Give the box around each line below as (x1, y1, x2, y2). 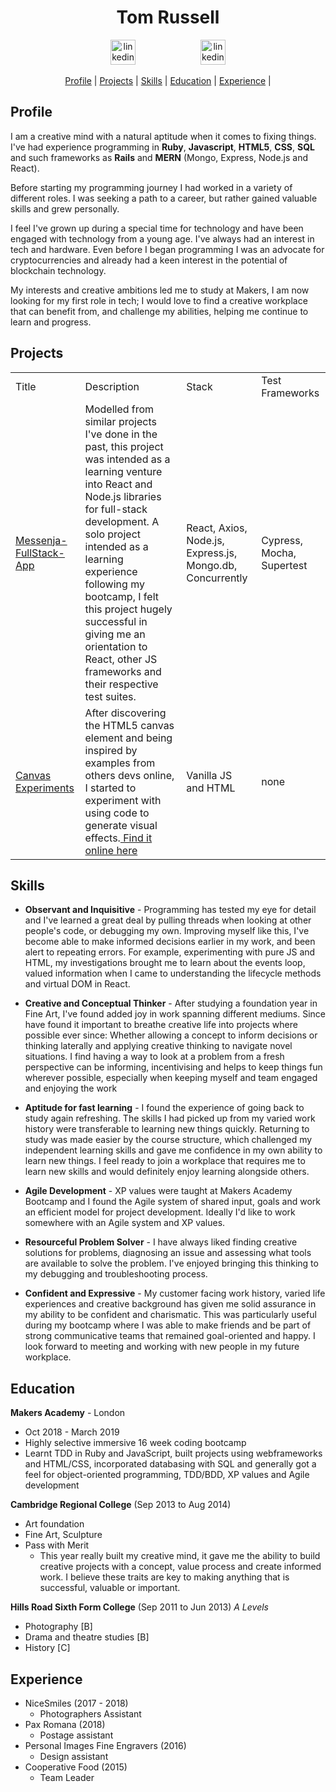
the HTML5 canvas (84, 718, 175, 732)
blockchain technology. (10, 264, 107, 276)
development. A (84, 514, 160, 528)
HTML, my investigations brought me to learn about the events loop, (24, 957, 306, 969)
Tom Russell (116, 6, 220, 29)
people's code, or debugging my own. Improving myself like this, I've (24, 925, 310, 937)
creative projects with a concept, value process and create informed (39, 1561, 322, 1573)
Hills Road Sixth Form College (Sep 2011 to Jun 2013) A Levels (10, 1601, 269, 1613)
